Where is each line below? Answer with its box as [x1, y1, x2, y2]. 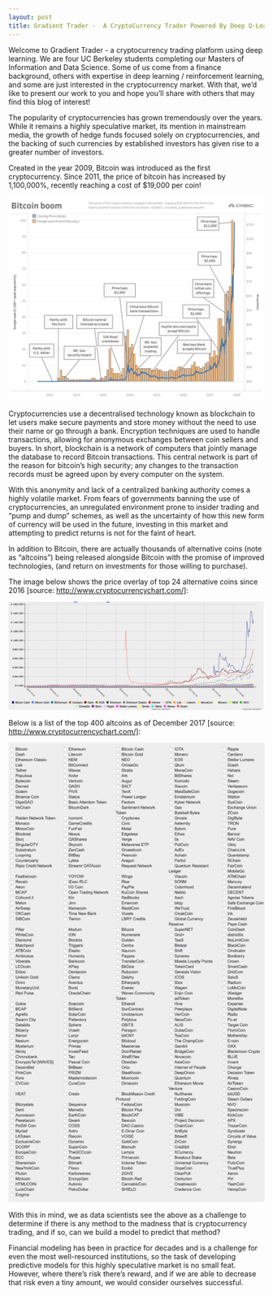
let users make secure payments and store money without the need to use [8, 418, 257, 427]
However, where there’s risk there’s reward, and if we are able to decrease [8, 1268, 257, 1279]
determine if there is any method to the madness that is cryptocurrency [8, 1219, 248, 1228]
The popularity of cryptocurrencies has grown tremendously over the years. [8, 112, 263, 122]
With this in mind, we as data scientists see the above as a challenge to [8, 1210, 247, 1219]
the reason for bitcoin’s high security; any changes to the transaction [8, 461, 239, 470]
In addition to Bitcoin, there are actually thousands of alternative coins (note [8, 544, 262, 554]
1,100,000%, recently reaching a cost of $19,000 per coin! [8, 180, 201, 190]
